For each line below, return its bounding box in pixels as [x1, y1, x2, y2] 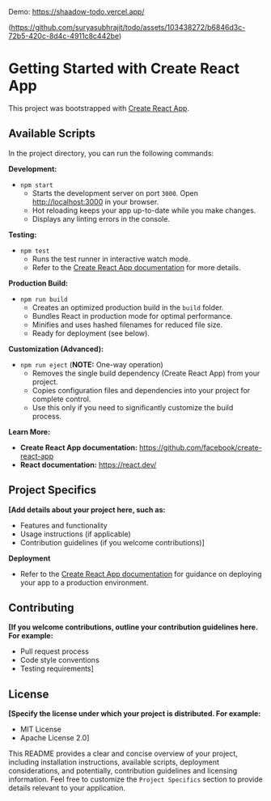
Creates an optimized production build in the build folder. [32, 303, 224, 312]
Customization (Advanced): [8, 344, 104, 354]
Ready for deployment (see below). [32, 328, 150, 338]
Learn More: [8, 426, 51, 436]
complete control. [32, 394, 91, 404]
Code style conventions [19, 655, 100, 665]
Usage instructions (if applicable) [19, 529, 131, 539]
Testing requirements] [19, 663, 95, 674]
